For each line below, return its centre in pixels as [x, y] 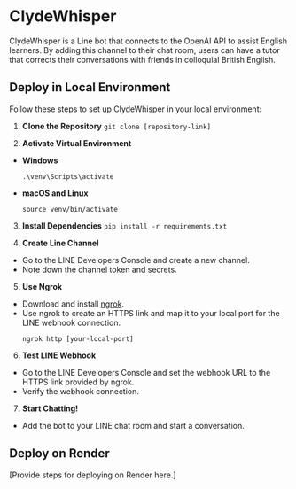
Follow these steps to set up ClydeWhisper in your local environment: [136, 109]
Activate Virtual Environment [77, 143]
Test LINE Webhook [59, 355]
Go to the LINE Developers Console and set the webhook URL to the [146, 372]
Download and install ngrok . [73, 304]
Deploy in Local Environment [90, 87]
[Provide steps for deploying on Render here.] [93, 475]
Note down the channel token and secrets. [99, 269]
